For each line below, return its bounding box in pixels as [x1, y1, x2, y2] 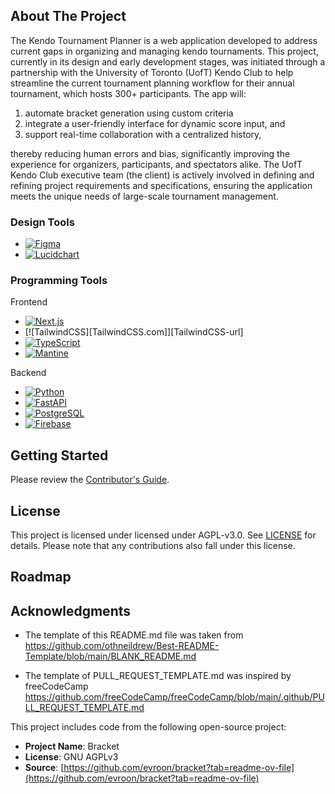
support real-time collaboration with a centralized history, [24, 128, 262, 140]
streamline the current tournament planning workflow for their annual [10, 77, 295, 89]
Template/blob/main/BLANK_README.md [24, 650, 197, 663]
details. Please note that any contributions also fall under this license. [10, 540, 296, 552]
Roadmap [10, 569, 72, 586]
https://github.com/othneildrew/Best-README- [24, 640, 220, 652]
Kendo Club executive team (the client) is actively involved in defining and [10, 169, 315, 181]
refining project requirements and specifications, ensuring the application [10, 179, 313, 191]
